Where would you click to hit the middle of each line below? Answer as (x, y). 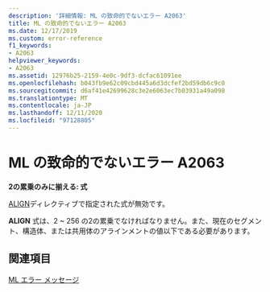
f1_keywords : (30, 46)
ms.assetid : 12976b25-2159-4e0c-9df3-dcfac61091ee (95, 76)
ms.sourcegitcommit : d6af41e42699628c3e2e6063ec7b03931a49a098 (117, 90)
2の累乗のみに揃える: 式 (48, 187)
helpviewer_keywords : (45, 61)
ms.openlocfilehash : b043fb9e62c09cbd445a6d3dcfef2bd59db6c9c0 (117, 83)
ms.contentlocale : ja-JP (50, 105)
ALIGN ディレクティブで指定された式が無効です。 (89, 204)
